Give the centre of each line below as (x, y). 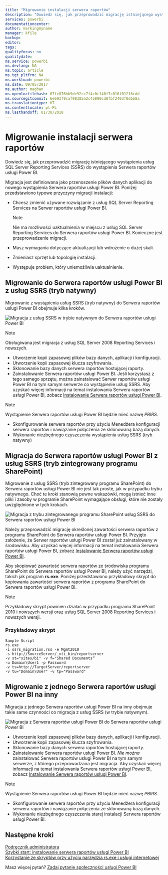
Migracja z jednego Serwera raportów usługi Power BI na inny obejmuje (79, 707)
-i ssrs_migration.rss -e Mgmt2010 (42, 649)
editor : (13, 43)
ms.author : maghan (24, 89)
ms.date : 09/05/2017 (27, 84)
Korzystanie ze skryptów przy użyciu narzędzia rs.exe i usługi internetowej (82, 857)
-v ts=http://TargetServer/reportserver (48, 667)
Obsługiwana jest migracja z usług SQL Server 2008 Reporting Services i (80, 342)
